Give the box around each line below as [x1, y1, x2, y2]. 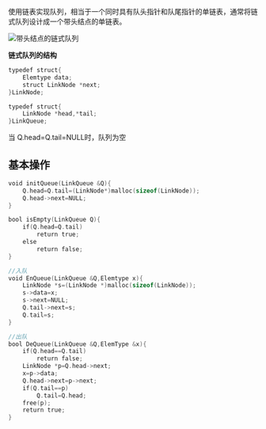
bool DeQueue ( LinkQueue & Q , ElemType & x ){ [8, 340, 147, 348]
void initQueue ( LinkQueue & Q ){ [8, 179, 112, 188]
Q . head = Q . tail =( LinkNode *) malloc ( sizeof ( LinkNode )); [22, 187, 200, 195]
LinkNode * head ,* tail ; [22, 110, 97, 118]
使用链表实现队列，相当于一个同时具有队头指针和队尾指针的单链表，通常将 [8, 7, 251, 16]
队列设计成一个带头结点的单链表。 [14, 17, 127, 26]
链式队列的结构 [8, 51, 57, 59]
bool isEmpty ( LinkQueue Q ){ [8, 216, 101, 224]
